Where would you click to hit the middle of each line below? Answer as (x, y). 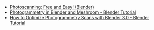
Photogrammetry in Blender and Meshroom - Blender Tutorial (73, 12)
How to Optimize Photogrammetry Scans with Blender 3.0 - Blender (79, 17)
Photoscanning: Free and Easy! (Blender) (52, 7)
